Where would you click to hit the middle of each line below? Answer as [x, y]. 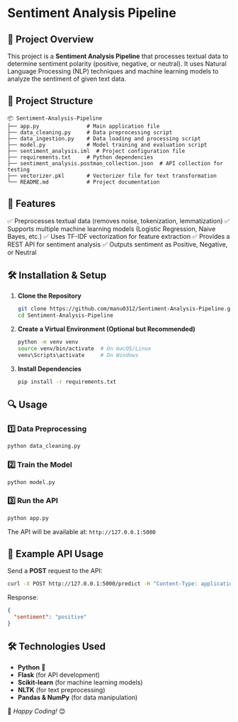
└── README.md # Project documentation [84, 182]
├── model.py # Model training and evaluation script [107, 145]
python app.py [28, 518]
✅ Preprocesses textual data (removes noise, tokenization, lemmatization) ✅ [119, 220]
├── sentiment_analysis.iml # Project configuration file [96, 151]
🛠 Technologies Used [57, 647]
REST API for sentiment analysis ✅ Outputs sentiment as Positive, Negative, [118, 244]
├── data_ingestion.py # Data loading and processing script [104, 139]
